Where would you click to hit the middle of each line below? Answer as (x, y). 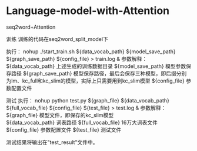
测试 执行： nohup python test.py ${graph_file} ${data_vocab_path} (88, 100)
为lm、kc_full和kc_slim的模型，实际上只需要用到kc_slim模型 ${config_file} (96, 81)
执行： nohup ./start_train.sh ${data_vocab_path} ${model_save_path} (91, 52)
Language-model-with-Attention (88, 11)
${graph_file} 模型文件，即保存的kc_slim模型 (60, 115)
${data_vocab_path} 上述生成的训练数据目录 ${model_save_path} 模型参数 (96, 66)
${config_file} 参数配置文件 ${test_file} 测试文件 (64, 129)
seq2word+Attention (31, 27)
